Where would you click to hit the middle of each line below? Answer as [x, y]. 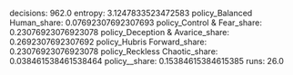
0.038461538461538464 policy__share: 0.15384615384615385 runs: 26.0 [147, 61]
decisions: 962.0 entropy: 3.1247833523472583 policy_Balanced [131, 13]
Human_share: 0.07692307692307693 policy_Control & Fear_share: [136, 23]
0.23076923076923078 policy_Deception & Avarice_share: [120, 32]
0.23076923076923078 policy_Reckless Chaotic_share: [114, 52]
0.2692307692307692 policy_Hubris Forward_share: [108, 42]
